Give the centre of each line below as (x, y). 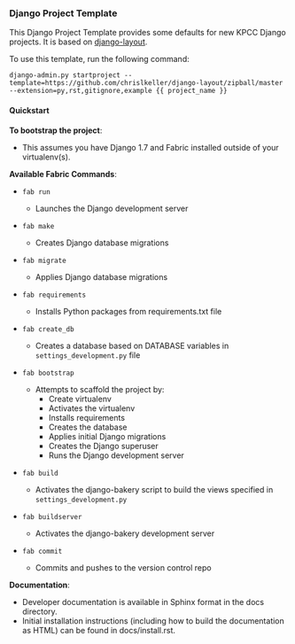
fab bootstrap (48, 373)
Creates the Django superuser (104, 446)
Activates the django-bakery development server (125, 533)
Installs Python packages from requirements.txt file (128, 311)
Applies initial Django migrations (107, 436)
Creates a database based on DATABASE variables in (132, 345)
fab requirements (54, 295)
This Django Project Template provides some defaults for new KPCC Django (147, 33)
